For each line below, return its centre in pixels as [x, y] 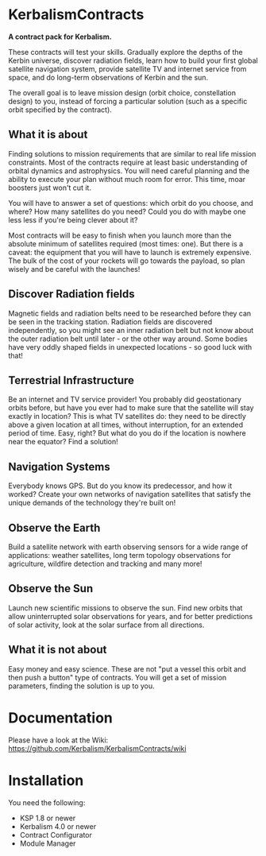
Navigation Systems [59, 467]
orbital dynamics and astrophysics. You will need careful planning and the [129, 170]
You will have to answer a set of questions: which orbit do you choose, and [131, 203]
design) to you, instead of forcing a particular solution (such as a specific [128, 101]
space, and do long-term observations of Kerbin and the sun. [108, 77]
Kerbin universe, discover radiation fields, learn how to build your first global [133, 60]
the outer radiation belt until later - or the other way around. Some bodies [128, 339]
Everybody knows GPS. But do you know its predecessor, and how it [120, 486]
